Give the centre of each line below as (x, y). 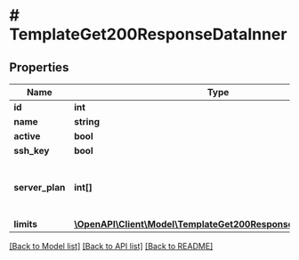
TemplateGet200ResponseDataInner (148, 34)
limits (26, 224)
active (27, 136)
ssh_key (32, 150)
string (87, 122)
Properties (39, 67)
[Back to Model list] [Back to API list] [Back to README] (111, 246)
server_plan (40, 187)
